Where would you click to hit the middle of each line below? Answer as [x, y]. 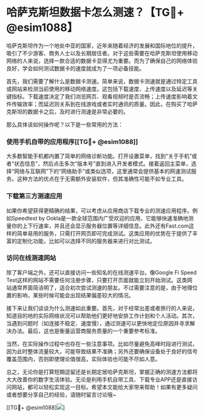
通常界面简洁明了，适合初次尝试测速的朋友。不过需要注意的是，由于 [97, 287]
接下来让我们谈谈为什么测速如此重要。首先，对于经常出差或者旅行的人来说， [102, 308]
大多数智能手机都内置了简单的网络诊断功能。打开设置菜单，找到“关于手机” [99, 156]
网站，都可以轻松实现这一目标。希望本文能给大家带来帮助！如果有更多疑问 [104, 387]
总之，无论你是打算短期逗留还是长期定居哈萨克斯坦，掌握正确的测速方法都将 [102, 371]
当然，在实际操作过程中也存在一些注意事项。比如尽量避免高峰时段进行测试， [102, 344]
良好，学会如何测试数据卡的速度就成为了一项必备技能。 [75, 68]
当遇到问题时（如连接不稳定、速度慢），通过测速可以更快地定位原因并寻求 [98, 323]
